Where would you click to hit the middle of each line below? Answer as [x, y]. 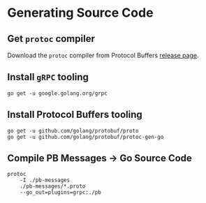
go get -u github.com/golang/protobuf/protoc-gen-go [86, 137]
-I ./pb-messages [45, 180]
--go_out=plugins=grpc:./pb [60, 193]
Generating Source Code [80, 13]
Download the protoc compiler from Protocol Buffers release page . [103, 55]
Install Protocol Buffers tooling [75, 115]
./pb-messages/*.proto [53, 186]
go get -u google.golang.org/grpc [58, 93]
